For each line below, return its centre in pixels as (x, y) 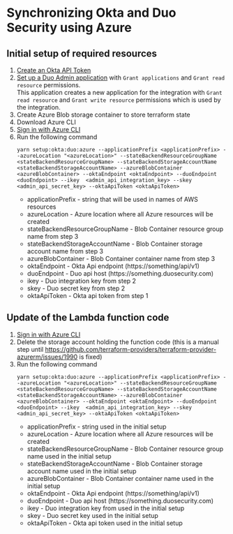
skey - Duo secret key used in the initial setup (92, 515)
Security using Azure (69, 28)
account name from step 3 (65, 251)
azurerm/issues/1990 (47, 357)
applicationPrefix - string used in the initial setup (97, 427)
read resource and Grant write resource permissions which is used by (119, 100)
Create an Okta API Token (54, 70)
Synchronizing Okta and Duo (91, 13)
